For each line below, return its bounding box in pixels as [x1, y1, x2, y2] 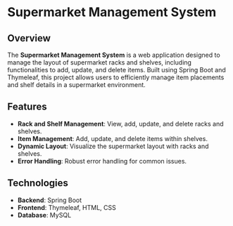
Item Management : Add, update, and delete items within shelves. [17, 134, 208, 142]
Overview [7, 32, 51, 44]
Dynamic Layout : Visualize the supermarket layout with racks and [17, 142, 209, 150]
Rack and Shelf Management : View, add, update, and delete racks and [17, 119, 224, 128]
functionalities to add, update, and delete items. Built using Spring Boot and [7, 66, 227, 74]
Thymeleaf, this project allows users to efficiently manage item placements [7, 73, 225, 81]
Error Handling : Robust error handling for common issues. [17, 157, 187, 165]
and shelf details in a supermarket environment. [7, 81, 146, 88]
